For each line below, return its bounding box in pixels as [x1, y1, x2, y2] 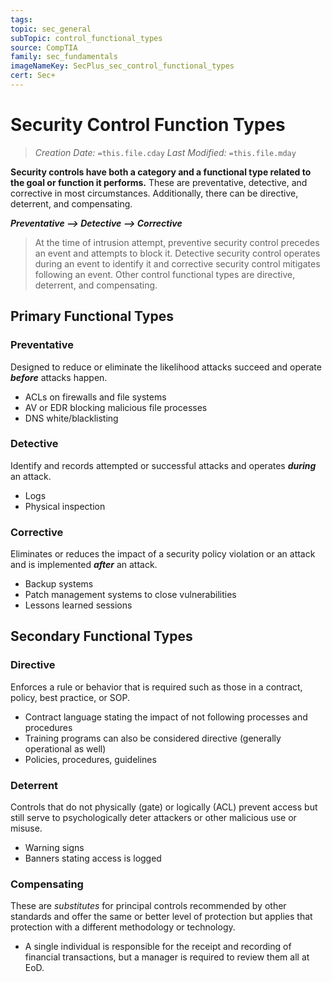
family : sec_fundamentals [10, 52, 118, 62]
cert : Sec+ [10, 71, 56, 81]
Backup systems [24, 578, 94, 590]
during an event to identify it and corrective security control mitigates [34, 257, 321, 270]
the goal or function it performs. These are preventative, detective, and [10, 176, 308, 188]
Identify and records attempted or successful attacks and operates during [10, 459, 317, 471]
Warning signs [24, 842, 85, 854]
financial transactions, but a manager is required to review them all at [24, 951, 310, 963]
